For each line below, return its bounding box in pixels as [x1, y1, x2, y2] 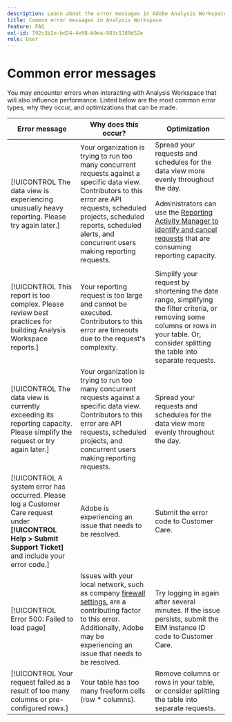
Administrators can [155, 199, 217, 208]
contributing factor [80, 606, 142, 615]
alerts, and [80, 229, 115, 239]
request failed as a [10, 678, 71, 687]
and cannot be [80, 299, 128, 309]
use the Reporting [155, 208, 213, 217]
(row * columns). [80, 695, 136, 705]
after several [155, 597, 195, 606]
